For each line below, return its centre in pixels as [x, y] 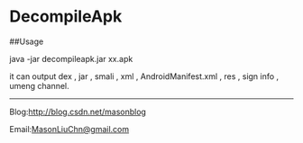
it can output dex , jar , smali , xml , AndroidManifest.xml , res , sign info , [144, 76]
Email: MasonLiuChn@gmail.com [69, 129]
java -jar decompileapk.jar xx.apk [71, 58]
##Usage [27, 41]
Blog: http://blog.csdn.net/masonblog [78, 112]
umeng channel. [39, 85]
